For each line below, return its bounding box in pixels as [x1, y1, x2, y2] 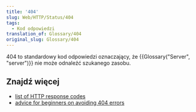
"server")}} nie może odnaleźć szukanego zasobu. [6, 59, 131, 66]
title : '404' [6, 8, 39, 15]
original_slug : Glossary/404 [6, 37, 79, 43]
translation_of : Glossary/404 [6, 31, 82, 37]
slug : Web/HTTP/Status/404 [6, 14, 74, 20]
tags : [6, 20, 20, 26]
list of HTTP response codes [14, 92, 86, 99]
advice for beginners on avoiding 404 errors [14, 99, 125, 106]
